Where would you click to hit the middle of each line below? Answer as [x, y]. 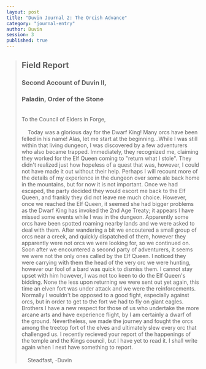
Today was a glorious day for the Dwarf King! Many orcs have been [113, 132]
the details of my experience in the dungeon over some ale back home [110, 178]
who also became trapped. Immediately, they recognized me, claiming [110, 151]
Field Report [45, 65]
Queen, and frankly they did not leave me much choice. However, [104, 197]
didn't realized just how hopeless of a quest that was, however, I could [110, 165]
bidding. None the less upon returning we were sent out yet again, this [110, 282]
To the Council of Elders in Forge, [63, 119]
